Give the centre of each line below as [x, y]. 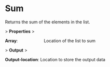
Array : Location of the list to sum [50, 41]
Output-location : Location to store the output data [55, 59]
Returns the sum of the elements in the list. [48, 22]
